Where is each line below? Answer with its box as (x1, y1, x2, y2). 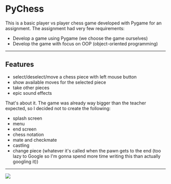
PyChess (5, 3, 44, 15)
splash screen (12, 115, 42, 121)
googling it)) (12, 159, 39, 165)
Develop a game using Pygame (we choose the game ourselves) (12, 35, 148, 41)
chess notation (12, 131, 44, 138)
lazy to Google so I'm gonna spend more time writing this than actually (12, 153, 161, 159)
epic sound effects (12, 90, 52, 96)
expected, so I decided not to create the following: (5, 105, 111, 111)
